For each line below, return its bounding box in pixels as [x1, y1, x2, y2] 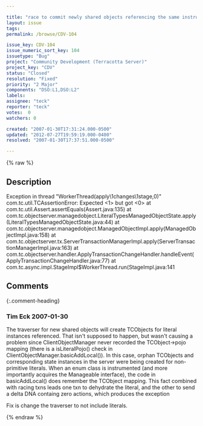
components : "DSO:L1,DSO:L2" [6, 87, 80, 93]
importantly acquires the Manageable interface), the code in [6, 371, 156, 378]
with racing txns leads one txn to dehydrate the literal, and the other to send [6, 384, 195, 391]
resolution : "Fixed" [6, 76, 59, 82]
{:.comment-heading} [6, 297, 60, 304]
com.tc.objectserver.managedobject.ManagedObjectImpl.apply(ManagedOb [6, 224, 196, 232]
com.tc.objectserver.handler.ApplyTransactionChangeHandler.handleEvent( [6, 251, 195, 258]
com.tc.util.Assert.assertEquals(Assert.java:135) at [6, 205, 132, 212]
